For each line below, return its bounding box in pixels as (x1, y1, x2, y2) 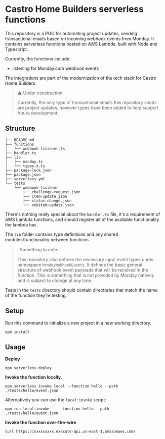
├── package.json (5, 172, 41, 177)
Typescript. (5, 46, 29, 52)
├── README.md (5, 137, 35, 142)
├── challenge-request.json (23, 189, 81, 194)
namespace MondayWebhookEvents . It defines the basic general (17, 262, 142, 268)
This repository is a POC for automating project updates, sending (5, 30, 137, 36)
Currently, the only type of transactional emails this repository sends (17, 99, 157, 105)
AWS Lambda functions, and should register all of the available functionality (5, 217, 160, 222)
